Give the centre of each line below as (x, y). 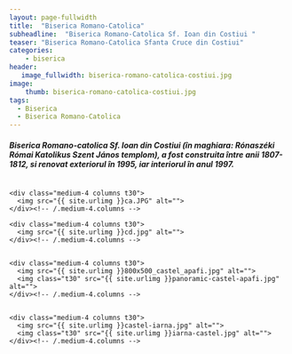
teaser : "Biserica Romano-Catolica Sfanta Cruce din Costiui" (126, 42)
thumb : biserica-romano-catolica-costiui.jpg (111, 92)
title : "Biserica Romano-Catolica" (77, 26)
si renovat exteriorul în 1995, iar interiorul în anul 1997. (132, 164)
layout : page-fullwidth (53, 17)
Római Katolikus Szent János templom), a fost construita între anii (134, 154)
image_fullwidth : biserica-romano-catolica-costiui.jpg (126, 76)
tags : (19, 100)
